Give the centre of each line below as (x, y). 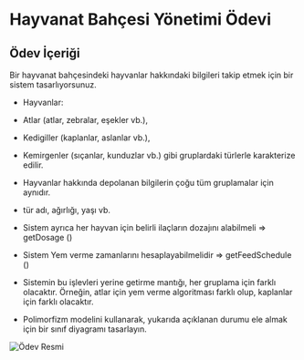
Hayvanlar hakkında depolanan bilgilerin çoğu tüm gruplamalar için (148, 183)
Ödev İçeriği (45, 53)
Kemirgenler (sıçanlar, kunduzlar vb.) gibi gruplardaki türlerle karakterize (159, 155)
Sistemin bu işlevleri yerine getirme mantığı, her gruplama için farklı (149, 282)
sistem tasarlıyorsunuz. (53, 85)
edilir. (33, 165)
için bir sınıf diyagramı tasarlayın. (85, 329)
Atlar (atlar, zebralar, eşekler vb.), (85, 120)
